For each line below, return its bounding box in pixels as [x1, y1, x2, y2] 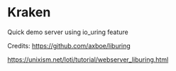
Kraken [7, 4, 51, 21]
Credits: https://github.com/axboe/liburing [7, 41, 131, 50]
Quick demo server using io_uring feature [7, 28, 129, 36]
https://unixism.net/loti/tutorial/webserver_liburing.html [7, 55, 169, 64]
